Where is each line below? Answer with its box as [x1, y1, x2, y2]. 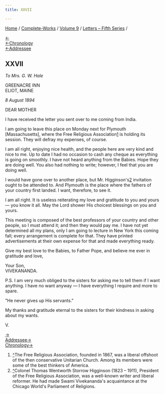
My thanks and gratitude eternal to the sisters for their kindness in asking [5, 307, 154, 313]
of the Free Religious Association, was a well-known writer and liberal [12, 373, 154, 379]
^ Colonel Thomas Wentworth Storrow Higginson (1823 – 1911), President [12, 368, 159, 374]
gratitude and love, [5, 253, 43, 259]
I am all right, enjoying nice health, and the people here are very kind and [5, 146, 154, 152]
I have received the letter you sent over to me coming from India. [5, 116, 137, 122]
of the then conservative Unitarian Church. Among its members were [12, 357, 153, 363]
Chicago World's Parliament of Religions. [12, 384, 96, 390]
